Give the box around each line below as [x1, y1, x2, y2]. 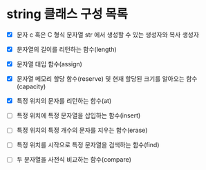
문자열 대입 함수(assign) [16, 60, 82, 68]
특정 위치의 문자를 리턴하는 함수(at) [16, 97, 112, 105]
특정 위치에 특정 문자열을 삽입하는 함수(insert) [16, 111, 141, 120]
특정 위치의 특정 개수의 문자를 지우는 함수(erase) [16, 126, 148, 135]
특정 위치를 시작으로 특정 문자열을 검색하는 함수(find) [16, 141, 160, 149]
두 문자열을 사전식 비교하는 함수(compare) [16, 155, 132, 164]
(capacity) [16, 82, 46, 91]
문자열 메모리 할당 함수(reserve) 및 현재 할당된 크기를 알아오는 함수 [16, 75, 198, 83]
